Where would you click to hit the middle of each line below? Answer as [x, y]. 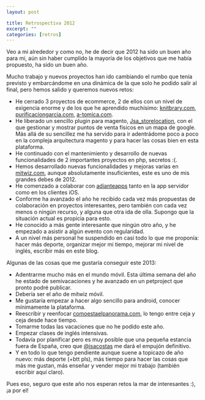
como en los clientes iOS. [47, 193]
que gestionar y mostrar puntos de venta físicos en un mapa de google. [105, 128]
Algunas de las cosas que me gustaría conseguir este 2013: [81, 263]
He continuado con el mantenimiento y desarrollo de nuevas [91, 154]
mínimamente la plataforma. [50, 307]
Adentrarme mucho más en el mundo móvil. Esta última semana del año [106, 275]
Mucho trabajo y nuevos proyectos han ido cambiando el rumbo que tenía [99, 76]
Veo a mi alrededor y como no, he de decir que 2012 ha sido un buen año [99, 52]
